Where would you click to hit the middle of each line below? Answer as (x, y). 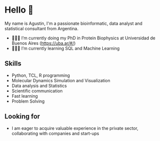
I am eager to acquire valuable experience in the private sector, (75, 128)
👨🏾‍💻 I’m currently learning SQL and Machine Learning (66, 48)
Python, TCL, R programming (41, 75)
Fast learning (25, 96)
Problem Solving (28, 101)
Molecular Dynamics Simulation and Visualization (61, 80)
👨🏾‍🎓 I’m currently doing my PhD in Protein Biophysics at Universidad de (83, 38)
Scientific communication (37, 91)
